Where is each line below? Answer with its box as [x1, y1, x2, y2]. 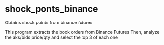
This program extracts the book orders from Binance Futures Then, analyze [5, 29, 160, 35]
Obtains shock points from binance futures [5, 20, 93, 25]
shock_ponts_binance [5, 3, 98, 15]
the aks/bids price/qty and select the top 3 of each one [5, 34, 118, 40]
